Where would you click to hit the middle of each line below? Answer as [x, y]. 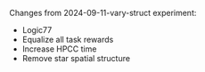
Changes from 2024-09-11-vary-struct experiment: [103, 13]
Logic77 [37, 30]
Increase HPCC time [59, 49]
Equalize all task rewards [68, 40]
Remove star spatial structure [76, 58]
